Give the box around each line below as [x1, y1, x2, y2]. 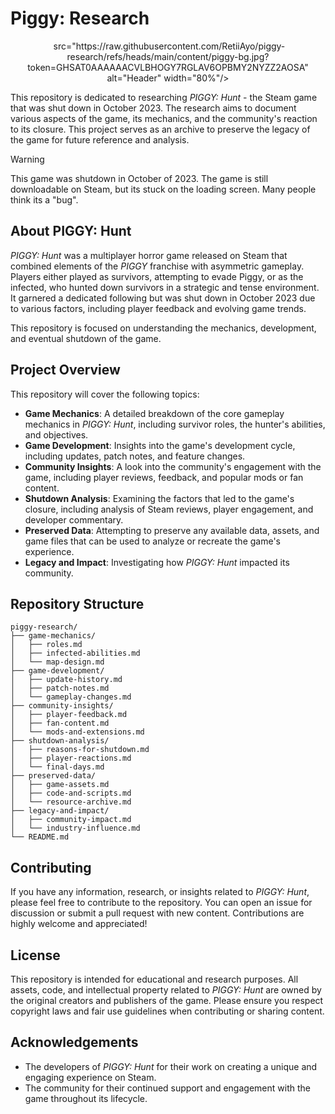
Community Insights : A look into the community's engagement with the [24, 460, 322, 472]
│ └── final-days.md [10, 762, 105, 772]
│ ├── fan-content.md [10, 718, 110, 729]
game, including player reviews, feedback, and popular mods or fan [24, 471, 304, 483]
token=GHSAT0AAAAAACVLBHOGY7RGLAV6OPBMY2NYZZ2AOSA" [27, 61, 309, 73]
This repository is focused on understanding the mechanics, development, [10, 322, 317, 334]
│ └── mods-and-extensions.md [10, 727, 145, 737]
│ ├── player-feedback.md [10, 710, 128, 720]
